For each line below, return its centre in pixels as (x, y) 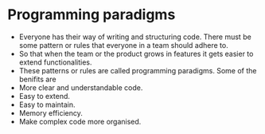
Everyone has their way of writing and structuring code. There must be (135, 37)
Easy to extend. (45, 96)
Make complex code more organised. (80, 121)
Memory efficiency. (51, 112)
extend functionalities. (55, 62)
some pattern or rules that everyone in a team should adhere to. (123, 45)
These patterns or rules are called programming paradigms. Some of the (138, 70)
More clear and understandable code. (81, 87)
